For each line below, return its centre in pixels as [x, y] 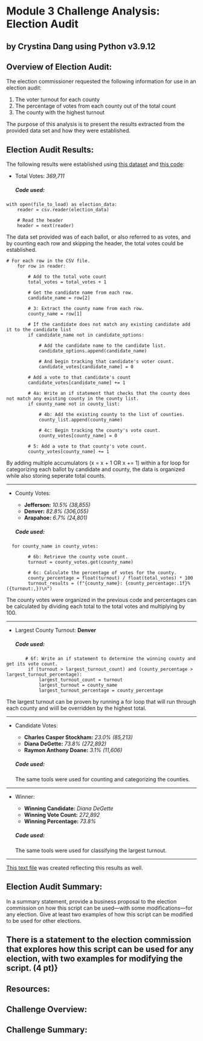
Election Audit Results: [50, 150]
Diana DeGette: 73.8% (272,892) [65, 744]
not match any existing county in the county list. [72, 399]
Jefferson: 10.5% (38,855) [57, 505]
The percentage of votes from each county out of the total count [95, 106]
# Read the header [40, 220]
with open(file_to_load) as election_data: [62, 205]
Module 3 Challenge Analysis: [83, 11]
